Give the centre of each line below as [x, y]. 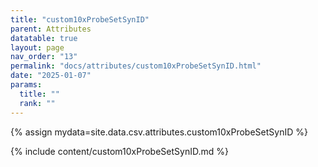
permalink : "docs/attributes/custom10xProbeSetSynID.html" [136, 66]
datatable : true [44, 38]
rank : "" [37, 103]
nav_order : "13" [44, 57]
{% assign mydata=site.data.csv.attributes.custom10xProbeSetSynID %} [159, 132]
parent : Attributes [51, 29]
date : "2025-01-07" [51, 76]
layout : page [37, 47]
